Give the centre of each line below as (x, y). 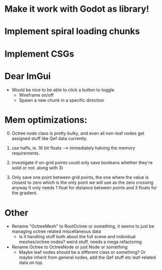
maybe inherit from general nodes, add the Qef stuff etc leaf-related (87, 257)
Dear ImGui (28, 76)
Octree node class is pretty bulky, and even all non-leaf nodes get (78, 134)
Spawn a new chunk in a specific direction (61, 100)
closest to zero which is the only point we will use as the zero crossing (82, 182)
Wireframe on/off (36, 95)
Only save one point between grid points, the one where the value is (80, 178)
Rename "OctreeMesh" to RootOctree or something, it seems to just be (83, 226)
